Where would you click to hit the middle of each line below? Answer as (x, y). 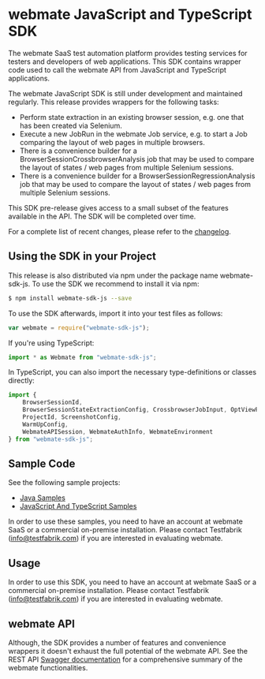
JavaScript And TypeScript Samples (78, 506)
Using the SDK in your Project (82, 257)
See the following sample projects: (64, 483)
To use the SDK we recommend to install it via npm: (116, 284)
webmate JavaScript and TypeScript (130, 15)
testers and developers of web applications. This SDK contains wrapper (125, 62)
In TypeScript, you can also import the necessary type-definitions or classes (132, 372)
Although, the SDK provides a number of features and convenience (117, 642)
